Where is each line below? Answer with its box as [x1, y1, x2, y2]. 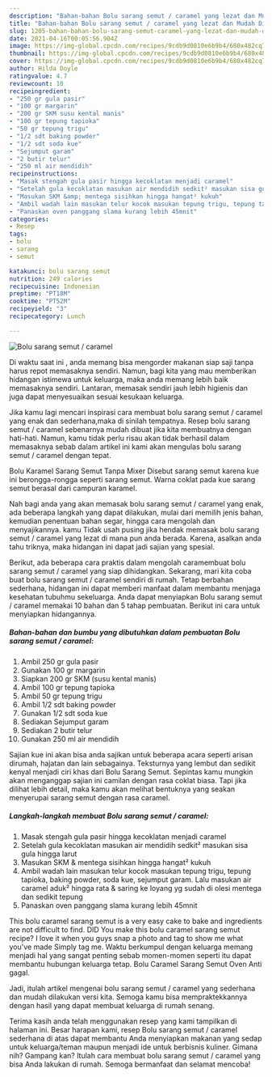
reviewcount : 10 [9, 79, 64, 87]
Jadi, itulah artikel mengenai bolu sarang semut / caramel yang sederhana [9, 983, 256, 993]
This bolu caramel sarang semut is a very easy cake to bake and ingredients [9, 916, 262, 926]
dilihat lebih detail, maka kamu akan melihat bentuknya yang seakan [9, 784, 236, 794]
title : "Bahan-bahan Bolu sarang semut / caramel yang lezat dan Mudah [9, 19, 255, 28]
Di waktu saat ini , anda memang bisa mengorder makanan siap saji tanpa [9, 357, 253, 367]
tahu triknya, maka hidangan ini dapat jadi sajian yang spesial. [9, 541, 215, 551]
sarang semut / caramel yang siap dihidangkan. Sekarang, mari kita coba [9, 566, 252, 575]
